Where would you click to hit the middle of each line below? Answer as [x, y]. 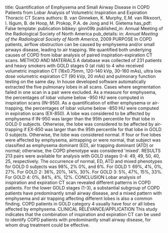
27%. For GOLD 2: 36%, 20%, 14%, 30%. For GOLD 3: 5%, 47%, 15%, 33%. [84, 172]
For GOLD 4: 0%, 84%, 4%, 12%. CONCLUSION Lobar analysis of [73, 177]
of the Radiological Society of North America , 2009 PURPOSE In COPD [78, 39]
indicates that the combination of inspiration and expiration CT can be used [83, 214]
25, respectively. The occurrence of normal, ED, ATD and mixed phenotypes [84, 161]
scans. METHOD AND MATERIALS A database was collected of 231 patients [83, 60]
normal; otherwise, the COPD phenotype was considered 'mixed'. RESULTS [83, 150]
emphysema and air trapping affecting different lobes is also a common [79, 198]
